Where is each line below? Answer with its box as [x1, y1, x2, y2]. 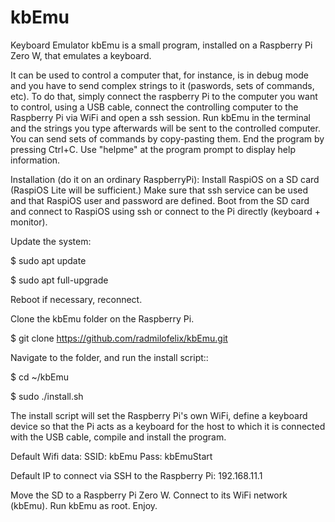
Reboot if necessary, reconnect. [10, 293, 143, 305]
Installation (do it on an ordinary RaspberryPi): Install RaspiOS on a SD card [10, 173, 320, 185]
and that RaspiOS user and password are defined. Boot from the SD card [10, 194, 310, 206]
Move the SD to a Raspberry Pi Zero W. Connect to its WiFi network [10, 489, 288, 501]
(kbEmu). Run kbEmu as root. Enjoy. [10, 499, 158, 511]
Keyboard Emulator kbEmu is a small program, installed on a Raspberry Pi [10, 39, 313, 51]
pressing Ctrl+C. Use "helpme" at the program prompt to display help [10, 143, 296, 155]
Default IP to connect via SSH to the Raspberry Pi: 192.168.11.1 [10, 469, 263, 481]
